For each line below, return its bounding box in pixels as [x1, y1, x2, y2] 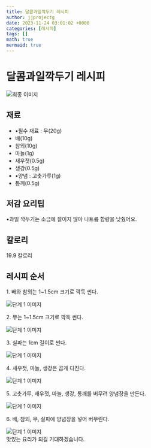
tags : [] [6, 31, 28, 37]
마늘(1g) [14, 149, 35, 156]
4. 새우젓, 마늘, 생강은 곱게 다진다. [6, 365, 86, 372]
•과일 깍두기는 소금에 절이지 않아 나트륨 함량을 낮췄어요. [6, 216, 137, 223]
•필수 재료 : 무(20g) [14, 127, 62, 134]
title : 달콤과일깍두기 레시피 [6, 8, 69, 15]
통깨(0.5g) [14, 179, 40, 186]
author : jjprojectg [6, 14, 55, 20]
